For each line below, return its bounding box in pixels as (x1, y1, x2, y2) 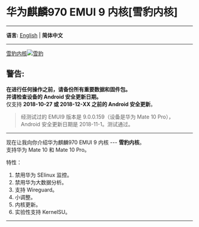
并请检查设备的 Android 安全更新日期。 (6, 93, 102, 100)
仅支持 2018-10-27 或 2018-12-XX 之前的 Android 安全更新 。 (6, 100, 156, 107)
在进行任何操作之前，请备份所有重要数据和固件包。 (6, 85, 131, 92)
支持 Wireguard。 (14, 186, 58, 193)
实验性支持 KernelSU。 (14, 208, 71, 215)
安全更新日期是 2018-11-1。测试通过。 (41, 120, 134, 127)
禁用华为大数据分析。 (14, 178, 67, 186)
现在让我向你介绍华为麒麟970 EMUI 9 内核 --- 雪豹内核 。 (6, 139, 145, 146)
